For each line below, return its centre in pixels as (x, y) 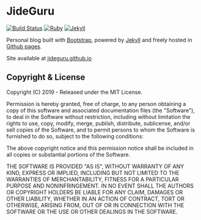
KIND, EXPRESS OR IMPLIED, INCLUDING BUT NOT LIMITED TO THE (93, 172)
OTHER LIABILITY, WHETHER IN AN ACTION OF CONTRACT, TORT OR (95, 199)
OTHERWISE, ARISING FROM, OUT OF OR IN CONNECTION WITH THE (95, 205)
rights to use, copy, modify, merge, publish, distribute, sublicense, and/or (98, 123)
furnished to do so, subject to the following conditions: (75, 136)
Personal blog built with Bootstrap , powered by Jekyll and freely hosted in (99, 40)
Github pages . (24, 46)
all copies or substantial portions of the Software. (68, 154)
